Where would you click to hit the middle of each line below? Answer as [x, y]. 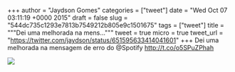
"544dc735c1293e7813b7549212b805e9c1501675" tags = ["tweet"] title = [116, 25]
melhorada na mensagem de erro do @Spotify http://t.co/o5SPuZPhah [111, 48]
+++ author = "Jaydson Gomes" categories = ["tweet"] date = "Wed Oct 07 [117, 10]
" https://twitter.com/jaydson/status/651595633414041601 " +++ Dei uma [113, 40]
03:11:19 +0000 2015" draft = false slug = [68, 18]
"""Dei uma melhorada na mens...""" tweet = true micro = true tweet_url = [115, 32]
